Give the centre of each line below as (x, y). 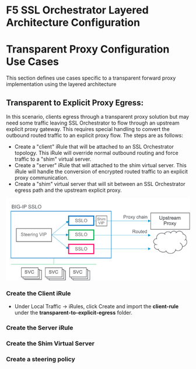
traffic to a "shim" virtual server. (53, 159)
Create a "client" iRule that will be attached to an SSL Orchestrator (94, 146)
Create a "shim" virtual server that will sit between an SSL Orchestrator (100, 184)
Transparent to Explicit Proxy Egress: (75, 103)
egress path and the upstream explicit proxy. (68, 190)
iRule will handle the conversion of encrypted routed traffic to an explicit (101, 171)
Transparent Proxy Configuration (88, 49)
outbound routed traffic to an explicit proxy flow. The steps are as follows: (95, 135)
